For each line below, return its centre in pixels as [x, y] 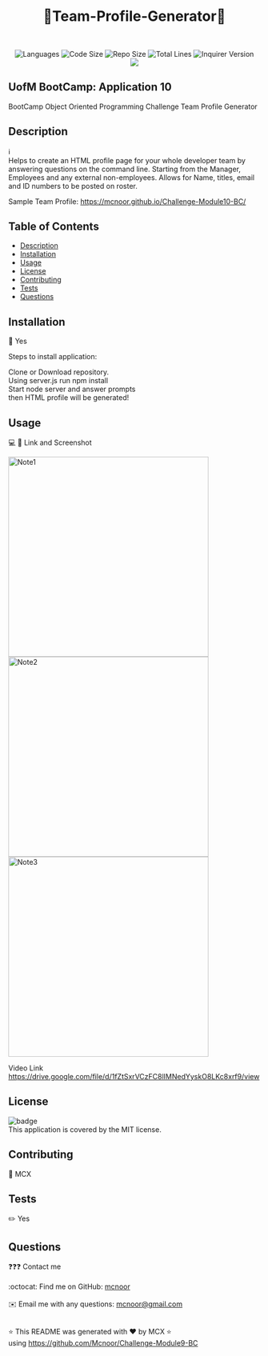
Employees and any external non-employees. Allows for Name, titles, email [131, 177]
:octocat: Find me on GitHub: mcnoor [69, 1286]
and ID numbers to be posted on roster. [73, 186]
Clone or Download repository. [59, 372]
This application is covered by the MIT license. [85, 1129]
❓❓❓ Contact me [35, 1266]
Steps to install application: [53, 357]
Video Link [26, 1068]
